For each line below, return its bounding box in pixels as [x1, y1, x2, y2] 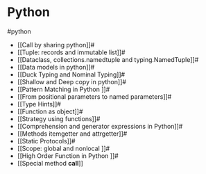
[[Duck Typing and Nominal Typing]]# [17, 70, 126, 79]
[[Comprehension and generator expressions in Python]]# [17, 122, 183, 130]
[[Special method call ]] [17, 159, 83, 167]
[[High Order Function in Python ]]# [17, 151, 119, 160]
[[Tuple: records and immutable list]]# [17, 48, 126, 56]
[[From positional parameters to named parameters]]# [17, 92, 172, 101]
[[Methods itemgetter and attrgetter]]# [17, 129, 128, 138]
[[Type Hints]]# [17, 100, 61, 108]
